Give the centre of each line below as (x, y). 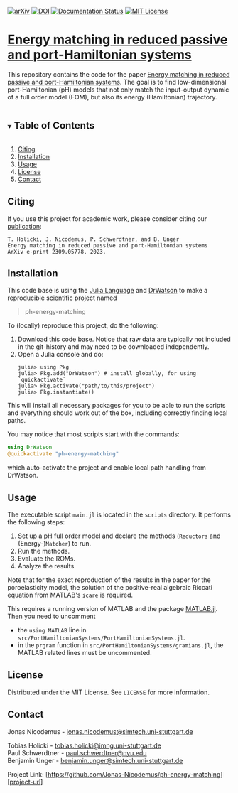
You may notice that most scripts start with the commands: (93, 434)
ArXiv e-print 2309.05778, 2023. (57, 252)
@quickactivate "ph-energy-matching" (63, 454)
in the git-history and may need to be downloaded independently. (113, 347)
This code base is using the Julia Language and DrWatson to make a (108, 291)
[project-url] (25, 782)
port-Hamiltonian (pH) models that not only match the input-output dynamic (118, 90)
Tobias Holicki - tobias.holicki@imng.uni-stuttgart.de (85, 745)
